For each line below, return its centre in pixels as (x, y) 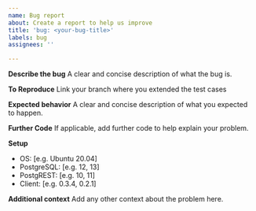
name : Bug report (37, 15)
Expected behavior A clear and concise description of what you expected (128, 105)
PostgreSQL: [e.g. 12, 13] (59, 167)
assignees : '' (31, 45)
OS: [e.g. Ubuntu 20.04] (59, 159)
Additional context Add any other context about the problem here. (116, 199)
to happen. (26, 113)
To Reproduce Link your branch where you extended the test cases (117, 89)
